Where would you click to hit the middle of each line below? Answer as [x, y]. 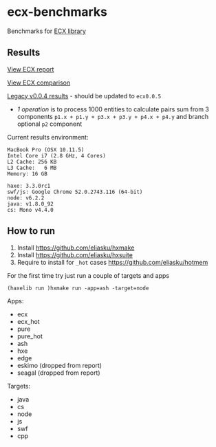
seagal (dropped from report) [59, 373]
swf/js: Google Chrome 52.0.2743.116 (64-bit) [75, 192]
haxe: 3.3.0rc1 [29, 186]
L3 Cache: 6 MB [32, 168]
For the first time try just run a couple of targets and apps [88, 275]
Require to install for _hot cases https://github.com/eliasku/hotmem [112, 262]
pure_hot [30, 336]
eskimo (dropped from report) [59, 365]
